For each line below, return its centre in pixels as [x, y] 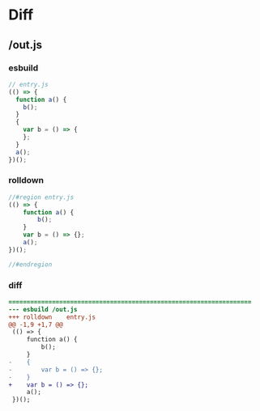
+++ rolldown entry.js [52, 317]
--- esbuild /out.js [43, 309]
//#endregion [30, 265]
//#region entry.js [41, 197]
